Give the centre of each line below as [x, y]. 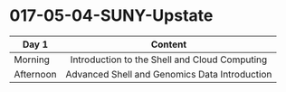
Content [169, 44]
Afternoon [35, 74]
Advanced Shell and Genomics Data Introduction [169, 74]
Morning [32, 60]
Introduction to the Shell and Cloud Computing [169, 60]
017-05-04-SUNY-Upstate [111, 16]
